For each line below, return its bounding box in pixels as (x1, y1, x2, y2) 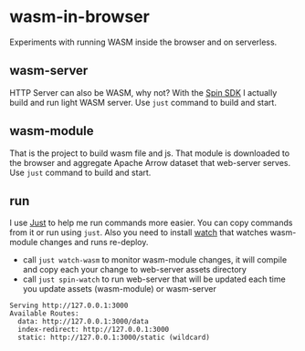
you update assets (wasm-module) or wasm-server (22, 284, 216, 294)
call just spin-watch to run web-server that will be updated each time (22, 274, 286, 284)
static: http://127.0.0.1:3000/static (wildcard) (17, 333, 210, 343)
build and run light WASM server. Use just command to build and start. (9, 97, 277, 108)
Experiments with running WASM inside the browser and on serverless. (9, 36, 278, 47)
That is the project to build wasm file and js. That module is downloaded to (9, 148, 290, 159)
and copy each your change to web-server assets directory (22, 264, 247, 275)
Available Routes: (9, 309, 79, 318)
